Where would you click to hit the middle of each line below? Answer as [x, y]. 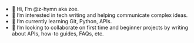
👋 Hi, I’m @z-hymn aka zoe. [45, 9]
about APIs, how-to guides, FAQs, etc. [58, 34]
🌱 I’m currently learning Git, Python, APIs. [62, 21]
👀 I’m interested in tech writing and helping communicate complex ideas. [100, 15]
